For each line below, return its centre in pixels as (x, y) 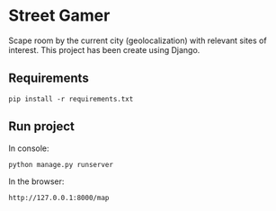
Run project (42, 127)
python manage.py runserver (61, 164)
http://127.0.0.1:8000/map (59, 198)
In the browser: (36, 181)
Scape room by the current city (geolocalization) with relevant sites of (138, 40)
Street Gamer (59, 16)
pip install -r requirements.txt (71, 99)
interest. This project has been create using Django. (104, 49)
